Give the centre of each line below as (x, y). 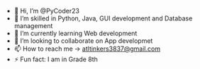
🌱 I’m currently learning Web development (76, 33)
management (33, 26)
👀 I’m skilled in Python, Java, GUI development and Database (103, 18)
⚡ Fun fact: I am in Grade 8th (56, 59)
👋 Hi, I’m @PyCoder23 (47, 11)
